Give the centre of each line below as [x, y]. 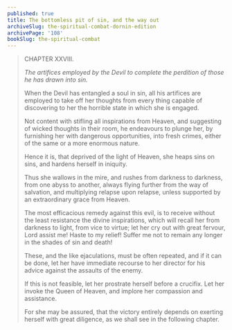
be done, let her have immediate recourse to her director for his [115, 263]
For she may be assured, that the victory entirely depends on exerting [124, 312]
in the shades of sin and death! [68, 242]
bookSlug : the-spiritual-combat [54, 39]
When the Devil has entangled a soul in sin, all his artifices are [112, 93]
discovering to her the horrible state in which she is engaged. [111, 108]
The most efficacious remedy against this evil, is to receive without [119, 213]
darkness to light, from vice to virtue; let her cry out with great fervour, [125, 228]
